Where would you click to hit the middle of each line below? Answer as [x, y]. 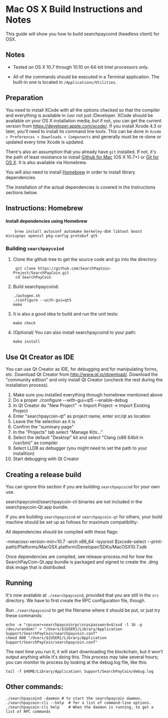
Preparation [24, 98]
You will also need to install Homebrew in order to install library [70, 172]
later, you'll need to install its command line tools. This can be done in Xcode [83, 131]
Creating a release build [43, 474]
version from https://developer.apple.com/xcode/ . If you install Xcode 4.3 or [84, 126]
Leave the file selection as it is [44, 421]
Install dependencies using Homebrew [46, 221]
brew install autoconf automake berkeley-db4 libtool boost [78, 232]
